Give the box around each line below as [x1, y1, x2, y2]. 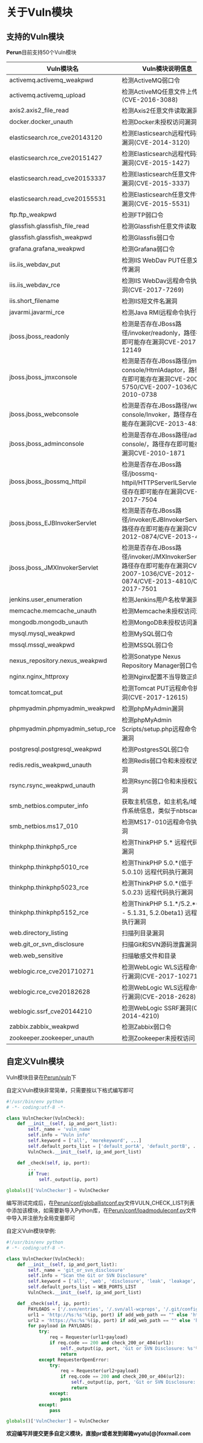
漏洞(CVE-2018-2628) [127, 992, 196, 1001]
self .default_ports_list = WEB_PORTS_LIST [28, 1284, 137, 1290]
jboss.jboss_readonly [9, 332, 69, 340]
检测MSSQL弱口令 [121, 641, 173, 649]
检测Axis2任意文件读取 [121, 106, 187, 115]
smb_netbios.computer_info [9, 802, 89, 810]
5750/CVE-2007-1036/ [121, 383, 193, 391]
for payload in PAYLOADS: [28, 1323, 94, 1329]
